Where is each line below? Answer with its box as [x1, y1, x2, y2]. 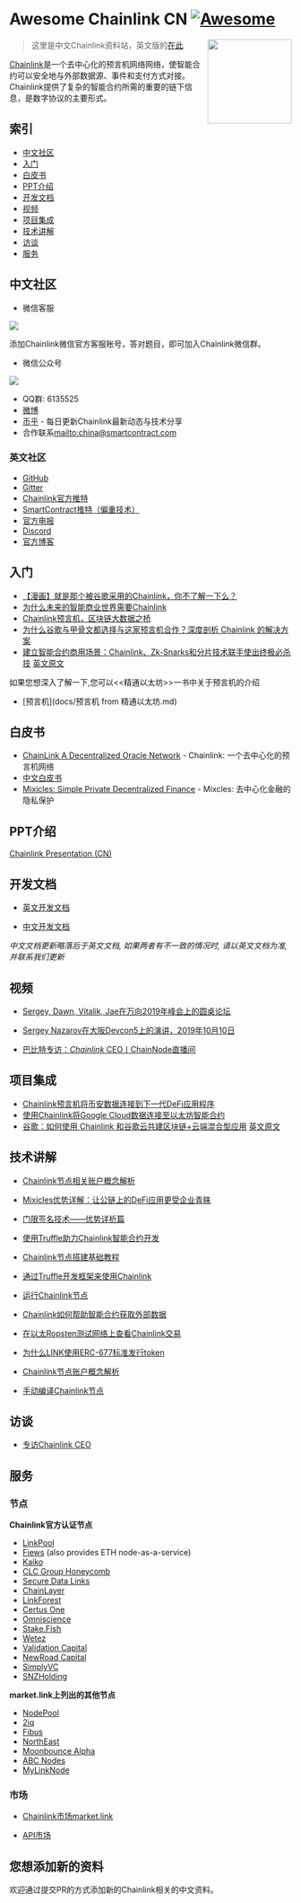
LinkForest [21, 1595, 62, 1606]
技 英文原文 [21, 657, 64, 668]
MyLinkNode [21, 1765, 70, 1775]
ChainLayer [21, 1585, 65, 1596]
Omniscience [21, 1614, 72, 1625]
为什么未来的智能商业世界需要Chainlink [21, 602, 168, 612]
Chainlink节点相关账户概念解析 [21, 1175, 136, 1185]
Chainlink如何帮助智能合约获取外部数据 [21, 1308, 168, 1319]
